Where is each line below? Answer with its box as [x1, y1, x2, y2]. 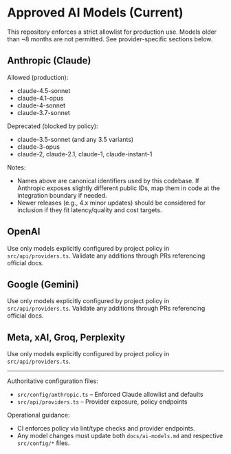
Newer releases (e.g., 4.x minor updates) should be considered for [16, 198, 206, 207]
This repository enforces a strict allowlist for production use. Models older [7, 28, 217, 36]
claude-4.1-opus [16, 94, 64, 102]
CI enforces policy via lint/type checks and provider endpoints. [16, 424, 195, 433]
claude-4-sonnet [16, 101, 66, 110]
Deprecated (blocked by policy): [7, 122, 98, 130]
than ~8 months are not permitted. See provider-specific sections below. [7, 34, 213, 43]
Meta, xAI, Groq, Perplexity [7, 331, 126, 343]
